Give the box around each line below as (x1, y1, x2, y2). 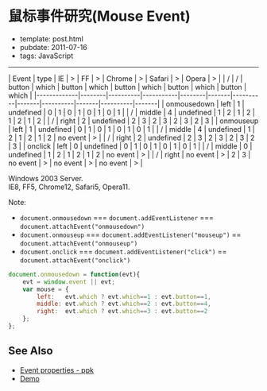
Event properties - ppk (19, 365, 94, 374)
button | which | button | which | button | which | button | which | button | (8, 82, 247, 91)
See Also (8, 344, 53, 358)
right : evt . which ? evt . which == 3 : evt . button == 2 (37, 308, 208, 316)
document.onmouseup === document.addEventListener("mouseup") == (19, 230, 242, 239)
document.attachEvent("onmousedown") (19, 223, 145, 230)
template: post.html (19, 33, 83, 44)
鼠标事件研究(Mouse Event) (8, 7, 191, 25)
